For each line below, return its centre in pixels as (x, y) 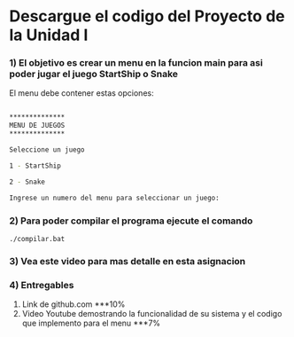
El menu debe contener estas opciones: (81, 93)
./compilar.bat (37, 239)
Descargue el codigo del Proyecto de (147, 16)
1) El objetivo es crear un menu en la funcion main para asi (136, 63)
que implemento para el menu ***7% (91, 323)
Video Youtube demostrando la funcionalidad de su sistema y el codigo (152, 314)
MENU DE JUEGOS (37, 126)
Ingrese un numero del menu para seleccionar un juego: (114, 198)
